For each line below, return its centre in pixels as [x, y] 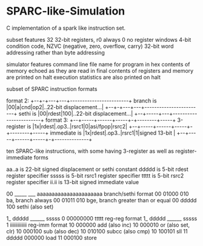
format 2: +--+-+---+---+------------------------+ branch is [82, 101]
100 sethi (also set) [30, 207]
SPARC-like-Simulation [66, 11]
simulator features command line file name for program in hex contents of [98, 64]
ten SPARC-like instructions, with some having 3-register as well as [90, 151]
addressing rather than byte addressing [55, 52]
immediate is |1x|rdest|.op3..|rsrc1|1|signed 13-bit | [113, 133]
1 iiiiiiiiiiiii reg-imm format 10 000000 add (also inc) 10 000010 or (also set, [98, 225]
